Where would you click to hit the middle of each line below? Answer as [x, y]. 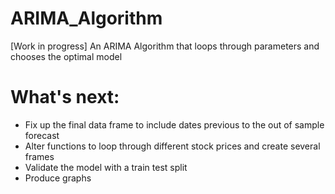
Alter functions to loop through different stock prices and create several [172, 146]
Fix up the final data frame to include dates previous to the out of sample [174, 124]
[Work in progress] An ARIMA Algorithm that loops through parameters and [165, 46]
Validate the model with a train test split [106, 167]
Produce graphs [58, 178]
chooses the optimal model [66, 56]
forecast [42, 135]
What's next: [65, 97]
